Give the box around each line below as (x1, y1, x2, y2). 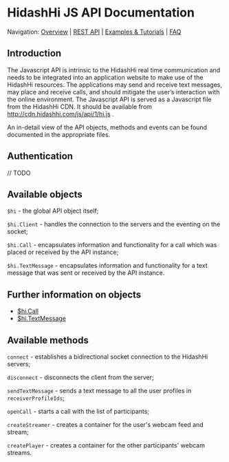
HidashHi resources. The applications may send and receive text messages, (7, 81, 222, 89)
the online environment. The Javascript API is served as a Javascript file (7, 95, 212, 103)
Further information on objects (7, 288, 142, 300)
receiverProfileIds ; (7, 394, 65, 402)
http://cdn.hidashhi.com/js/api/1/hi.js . (7, 109, 115, 118)
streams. (7, 449, 32, 456)
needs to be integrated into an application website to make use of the (7, 73, 204, 81)
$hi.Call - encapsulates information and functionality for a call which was (7, 241, 217, 249)
